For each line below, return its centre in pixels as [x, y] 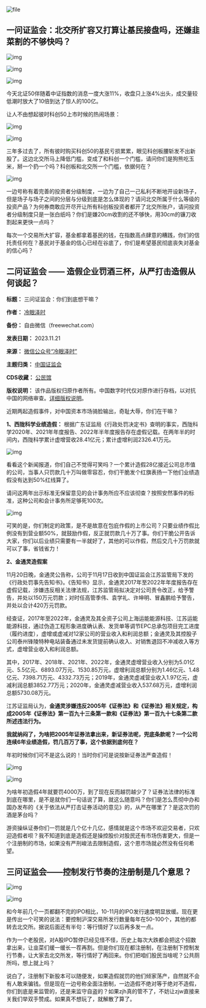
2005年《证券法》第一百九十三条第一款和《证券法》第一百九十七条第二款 [105, 713]
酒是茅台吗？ [22, 815]
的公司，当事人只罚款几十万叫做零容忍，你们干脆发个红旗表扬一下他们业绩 [100, 472]
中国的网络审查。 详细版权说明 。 [47, 398]
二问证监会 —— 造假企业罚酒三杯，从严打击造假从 [101, 272]
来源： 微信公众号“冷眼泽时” [42, 351]
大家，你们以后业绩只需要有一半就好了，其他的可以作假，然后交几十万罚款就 [103, 541]
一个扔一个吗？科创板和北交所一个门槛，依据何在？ [87, 166]
